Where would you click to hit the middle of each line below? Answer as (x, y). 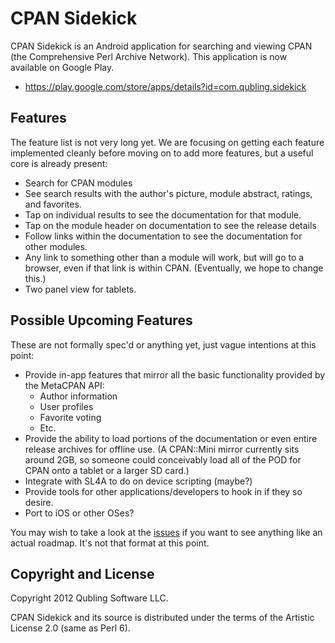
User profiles (66, 406)
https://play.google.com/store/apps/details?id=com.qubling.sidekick (165, 86)
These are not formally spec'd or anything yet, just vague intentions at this (163, 344)
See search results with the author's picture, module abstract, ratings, (168, 193)
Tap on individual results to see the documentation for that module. (163, 214)
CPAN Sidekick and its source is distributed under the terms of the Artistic (162, 618)
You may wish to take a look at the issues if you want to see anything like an (166, 532)
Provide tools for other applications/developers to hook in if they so (163, 491)
